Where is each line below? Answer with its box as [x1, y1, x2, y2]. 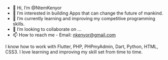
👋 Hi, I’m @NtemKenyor [12, 5, 62, 11]
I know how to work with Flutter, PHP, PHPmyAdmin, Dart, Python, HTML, [5, 43, 158, 49]
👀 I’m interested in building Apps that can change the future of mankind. [12, 10, 163, 16]
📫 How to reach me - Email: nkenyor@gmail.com [12, 32, 116, 38]
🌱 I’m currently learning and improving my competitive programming [12, 16, 156, 21]
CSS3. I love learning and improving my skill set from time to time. [5, 49, 143, 55]
